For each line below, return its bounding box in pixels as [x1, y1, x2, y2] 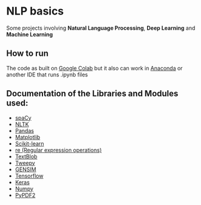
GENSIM [15, 166, 36, 173]
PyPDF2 [15, 191, 36, 198]
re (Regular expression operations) [15, 146, 102, 153]
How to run [6, 49, 49, 59]
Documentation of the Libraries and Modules [6, 89, 179, 99]
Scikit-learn [15, 139, 44, 147]
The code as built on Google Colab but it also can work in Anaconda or [6, 64, 183, 72]
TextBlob [15, 153, 38, 160]
